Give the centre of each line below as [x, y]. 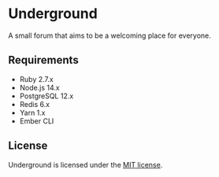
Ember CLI [37, 121]
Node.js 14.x [40, 87]
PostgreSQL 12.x [46, 96]
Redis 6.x [34, 104]
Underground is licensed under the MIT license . [85, 164]
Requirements [43, 60]
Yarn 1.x [32, 112]
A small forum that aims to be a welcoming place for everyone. [109, 35]
